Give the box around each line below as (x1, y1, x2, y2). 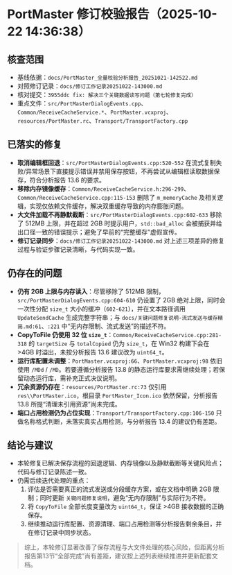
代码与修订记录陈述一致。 (17, 467, 91, 476)
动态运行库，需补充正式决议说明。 (23, 374, 121, 382)
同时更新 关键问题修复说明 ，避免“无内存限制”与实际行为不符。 (39, 494, 210, 502)
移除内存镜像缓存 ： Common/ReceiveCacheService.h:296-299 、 (17, 184, 190, 193)
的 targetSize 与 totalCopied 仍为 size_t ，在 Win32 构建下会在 (28, 339, 210, 347)
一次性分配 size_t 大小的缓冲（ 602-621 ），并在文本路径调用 (17, 304, 186, 313)
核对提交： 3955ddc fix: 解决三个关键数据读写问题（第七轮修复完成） (17, 91, 197, 98)
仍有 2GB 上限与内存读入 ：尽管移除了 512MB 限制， (17, 287, 165, 295)
